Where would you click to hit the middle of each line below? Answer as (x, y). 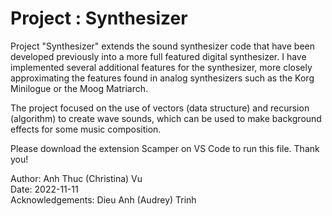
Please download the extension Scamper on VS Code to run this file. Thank (165, 148)
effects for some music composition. (86, 129)
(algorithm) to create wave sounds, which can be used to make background (166, 118)
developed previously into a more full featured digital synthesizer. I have (158, 56)
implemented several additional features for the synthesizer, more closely (161, 67)
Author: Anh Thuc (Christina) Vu (76, 178)
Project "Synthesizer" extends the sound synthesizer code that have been (162, 46)
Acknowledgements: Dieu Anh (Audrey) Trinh (103, 199)
